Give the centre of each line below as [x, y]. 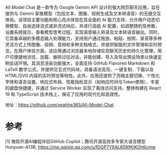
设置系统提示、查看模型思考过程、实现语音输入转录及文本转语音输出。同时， [83, 32]
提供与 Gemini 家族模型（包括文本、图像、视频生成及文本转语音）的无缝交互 [83, 13]
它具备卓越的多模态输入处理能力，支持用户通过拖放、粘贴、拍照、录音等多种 [83, 38]
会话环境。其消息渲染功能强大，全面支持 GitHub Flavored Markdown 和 [82, 63]
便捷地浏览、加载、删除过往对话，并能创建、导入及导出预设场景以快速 [85, 57]
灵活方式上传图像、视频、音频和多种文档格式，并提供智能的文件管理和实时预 [83, 44]
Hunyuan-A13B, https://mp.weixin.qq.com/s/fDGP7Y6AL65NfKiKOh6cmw [80, 147]
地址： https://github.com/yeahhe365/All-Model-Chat [60, 105]
